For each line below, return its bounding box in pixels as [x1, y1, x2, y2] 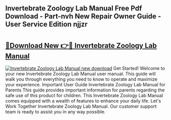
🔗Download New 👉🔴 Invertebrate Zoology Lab [5, 41, 157, 50]
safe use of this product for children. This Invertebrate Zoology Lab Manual [5, 92, 163, 99]
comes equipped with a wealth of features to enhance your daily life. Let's [5, 98, 161, 104]
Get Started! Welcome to [113, 65, 165, 71]
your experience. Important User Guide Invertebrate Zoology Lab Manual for [5, 82, 166, 87]
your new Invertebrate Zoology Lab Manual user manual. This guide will [5, 71, 156, 77]
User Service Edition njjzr [5, 20, 88, 29]
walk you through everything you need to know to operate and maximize [5, 76, 158, 82]
